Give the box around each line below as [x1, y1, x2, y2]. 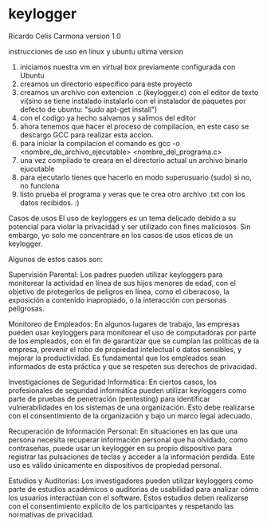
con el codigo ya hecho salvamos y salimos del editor [19, 113, 197, 122]
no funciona [19, 180, 60, 190]
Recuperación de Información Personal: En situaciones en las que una [8, 426, 238, 436]
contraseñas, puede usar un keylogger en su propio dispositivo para [8, 443, 233, 453]
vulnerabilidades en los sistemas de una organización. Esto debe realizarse [8, 402, 255, 412]
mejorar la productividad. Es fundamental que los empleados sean [8, 353, 226, 363]
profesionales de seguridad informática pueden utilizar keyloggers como [8, 385, 247, 395]
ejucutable [19, 164, 55, 173]
